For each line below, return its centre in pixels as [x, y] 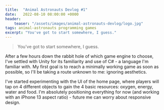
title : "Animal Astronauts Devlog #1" [46, 10]
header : [13, 19]
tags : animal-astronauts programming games [51, 28]
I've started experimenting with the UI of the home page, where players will [82, 81]
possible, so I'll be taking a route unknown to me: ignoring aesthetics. [76, 72]
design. [13, 102]
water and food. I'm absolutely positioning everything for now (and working [82, 92]
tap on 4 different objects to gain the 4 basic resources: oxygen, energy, [79, 87]
